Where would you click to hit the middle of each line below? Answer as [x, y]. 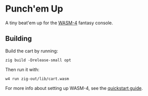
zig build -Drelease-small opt [38, 60]
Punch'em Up [34, 9]
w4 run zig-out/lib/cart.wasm [37, 79]
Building [18, 39]
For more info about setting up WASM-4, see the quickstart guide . [74, 88]
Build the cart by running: [32, 51]
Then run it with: [22, 69]
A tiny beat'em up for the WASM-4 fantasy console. [59, 23]
